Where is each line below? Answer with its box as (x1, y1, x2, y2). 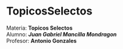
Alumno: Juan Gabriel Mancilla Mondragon (6, 30, 117, 38)
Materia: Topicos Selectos (6, 24, 73, 31)
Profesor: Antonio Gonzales (6, 37, 77, 44)
